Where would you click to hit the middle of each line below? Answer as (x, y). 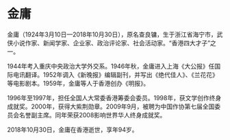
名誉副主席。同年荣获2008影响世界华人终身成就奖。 (92, 115)
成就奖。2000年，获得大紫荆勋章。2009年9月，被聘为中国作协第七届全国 (111, 106)
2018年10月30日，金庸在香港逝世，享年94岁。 (73, 129)
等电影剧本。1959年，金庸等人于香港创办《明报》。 (78, 83)
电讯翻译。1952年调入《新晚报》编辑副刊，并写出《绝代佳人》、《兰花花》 (116, 74)
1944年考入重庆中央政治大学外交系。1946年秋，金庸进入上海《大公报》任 (111, 66)
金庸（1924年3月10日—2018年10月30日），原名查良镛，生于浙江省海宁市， (112, 34)
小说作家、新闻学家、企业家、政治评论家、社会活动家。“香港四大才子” (112, 43)
